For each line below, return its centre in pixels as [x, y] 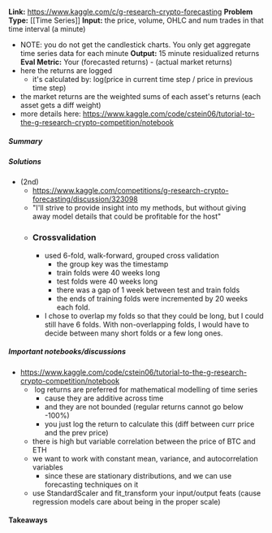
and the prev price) [76, 432]
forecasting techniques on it [91, 484]
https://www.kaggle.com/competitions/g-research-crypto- [130, 191]
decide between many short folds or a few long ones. [134, 333]
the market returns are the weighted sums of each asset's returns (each [140, 96]
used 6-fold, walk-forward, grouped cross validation [132, 255]
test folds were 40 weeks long [107, 281]
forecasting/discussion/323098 [85, 199]
